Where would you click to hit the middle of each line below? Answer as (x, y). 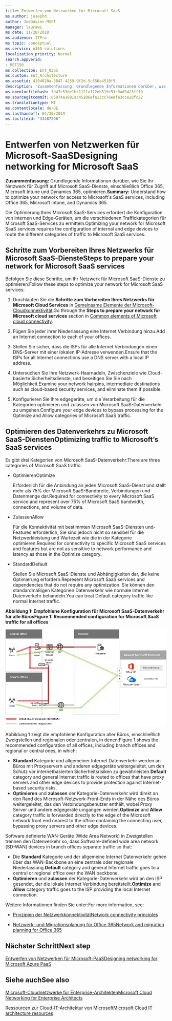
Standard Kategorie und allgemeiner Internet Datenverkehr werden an (87, 760)
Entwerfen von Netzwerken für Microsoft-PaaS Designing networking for (81, 959)
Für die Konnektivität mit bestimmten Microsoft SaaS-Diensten (78, 527)
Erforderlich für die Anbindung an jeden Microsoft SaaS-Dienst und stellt (89, 485)
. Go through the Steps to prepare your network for (106, 310)
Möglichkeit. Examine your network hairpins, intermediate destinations (86, 384)
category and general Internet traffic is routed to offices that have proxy (89, 777)
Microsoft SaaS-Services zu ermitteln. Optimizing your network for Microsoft (85, 223)
